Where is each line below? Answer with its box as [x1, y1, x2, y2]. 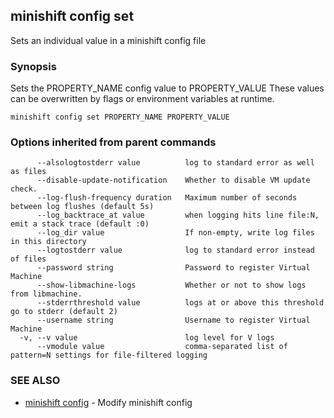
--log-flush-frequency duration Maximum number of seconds [36, 193, 298, 203]
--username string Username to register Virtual [36, 315, 311, 326]
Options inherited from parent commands [10, 135, 217, 149]
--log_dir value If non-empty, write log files [36, 228, 315, 238]
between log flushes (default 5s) [10, 202, 155, 212]
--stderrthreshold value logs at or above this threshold [36, 298, 325, 308]
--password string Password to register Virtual [36, 263, 311, 273]
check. [10, 184, 38, 194]
